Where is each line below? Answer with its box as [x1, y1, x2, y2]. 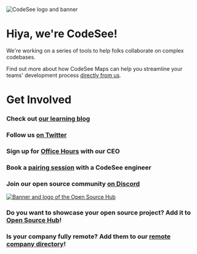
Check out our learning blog [6, 115, 90, 123]
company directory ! [6, 239, 66, 248]
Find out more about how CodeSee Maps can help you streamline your [6, 65, 183, 72]
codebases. [6, 53, 36, 61]
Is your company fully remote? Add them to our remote [6, 232, 171, 241]
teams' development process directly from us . [6, 72, 121, 79]
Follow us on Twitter [6, 130, 67, 139]
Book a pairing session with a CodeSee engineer [6, 163, 152, 172]
